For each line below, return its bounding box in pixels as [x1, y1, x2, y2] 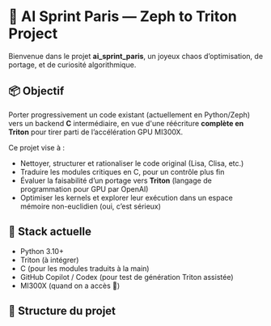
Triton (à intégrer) [19, 255, 79, 265]
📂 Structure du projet [8, 303, 116, 318]
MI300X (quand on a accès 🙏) [19, 281, 121, 290]
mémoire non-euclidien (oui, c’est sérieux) [19, 201, 162, 211]
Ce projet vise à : [8, 142, 65, 152]
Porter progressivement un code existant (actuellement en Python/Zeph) [8, 109, 251, 120]
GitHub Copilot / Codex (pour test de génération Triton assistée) [19, 272, 234, 282]
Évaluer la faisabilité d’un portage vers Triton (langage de [19, 176, 212, 185]
